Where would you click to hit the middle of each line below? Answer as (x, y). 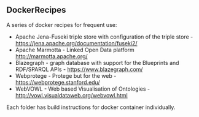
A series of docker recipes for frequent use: (62, 25)
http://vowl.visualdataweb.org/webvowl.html (71, 95)
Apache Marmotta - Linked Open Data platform (75, 50)
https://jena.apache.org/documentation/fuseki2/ (76, 43)
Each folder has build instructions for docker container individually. (91, 107)
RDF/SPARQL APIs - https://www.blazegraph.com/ (79, 69)
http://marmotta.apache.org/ (51, 56)
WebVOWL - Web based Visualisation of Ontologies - (83, 89)
